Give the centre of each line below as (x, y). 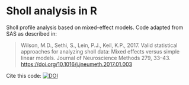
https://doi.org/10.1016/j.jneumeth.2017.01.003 (76, 64)
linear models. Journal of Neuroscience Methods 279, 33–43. (95, 58)
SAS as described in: (32, 33)
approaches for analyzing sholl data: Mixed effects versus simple (100, 51)
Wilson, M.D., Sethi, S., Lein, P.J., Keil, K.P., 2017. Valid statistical (99, 45)
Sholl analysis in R (52, 11)
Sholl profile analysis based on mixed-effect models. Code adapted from (95, 27)
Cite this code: (24, 75)
